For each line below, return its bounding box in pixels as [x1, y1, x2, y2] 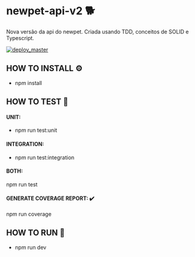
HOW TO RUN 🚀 [6, 228, 65, 238]
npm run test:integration [14, 153, 75, 161]
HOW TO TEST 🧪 [6, 96, 69, 107]
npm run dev [14, 243, 47, 251]
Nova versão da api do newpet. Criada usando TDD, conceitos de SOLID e [6, 28, 190, 35]
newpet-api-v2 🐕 [6, 4, 96, 18]
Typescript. [6, 34, 35, 41]
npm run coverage [6, 210, 52, 217]
